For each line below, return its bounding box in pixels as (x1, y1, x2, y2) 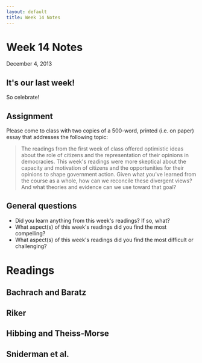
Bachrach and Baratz (6, 287, 87, 298)
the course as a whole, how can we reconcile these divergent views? (21, 177, 192, 184)
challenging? (14, 242, 47, 250)
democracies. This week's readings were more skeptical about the (21, 158, 187, 166)
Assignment (6, 111, 53, 121)
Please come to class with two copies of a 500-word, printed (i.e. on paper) (6, 127, 194, 134)
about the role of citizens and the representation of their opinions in (21, 152, 189, 159)
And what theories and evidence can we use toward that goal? (21, 184, 177, 191)
